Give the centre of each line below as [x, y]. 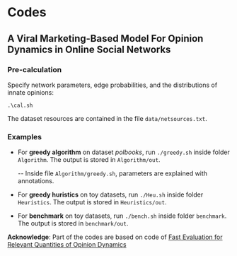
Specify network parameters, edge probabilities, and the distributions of [112, 85]
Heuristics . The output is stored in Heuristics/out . [92, 202]
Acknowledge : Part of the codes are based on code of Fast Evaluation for [115, 237]
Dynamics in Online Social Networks [89, 49]
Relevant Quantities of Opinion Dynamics [67, 245]
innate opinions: [31, 92]
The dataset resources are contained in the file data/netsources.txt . [107, 118]
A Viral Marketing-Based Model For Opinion [105, 39]
